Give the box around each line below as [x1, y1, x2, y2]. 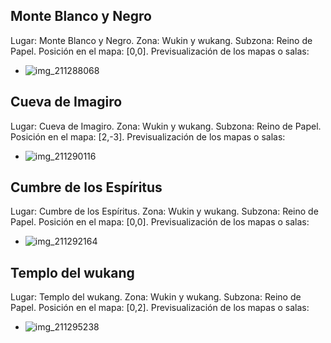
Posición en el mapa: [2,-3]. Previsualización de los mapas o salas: [10, 130, 286, 143]
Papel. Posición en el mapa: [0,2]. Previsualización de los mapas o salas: [10, 302, 310, 314]
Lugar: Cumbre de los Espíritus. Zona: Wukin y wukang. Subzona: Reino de [10, 205, 319, 218]
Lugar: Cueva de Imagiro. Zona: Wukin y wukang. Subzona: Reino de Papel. [10, 120, 322, 132]
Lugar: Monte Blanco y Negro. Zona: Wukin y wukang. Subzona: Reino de [10, 34, 313, 46]
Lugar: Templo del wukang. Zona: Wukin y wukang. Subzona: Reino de [10, 291, 302, 303]
